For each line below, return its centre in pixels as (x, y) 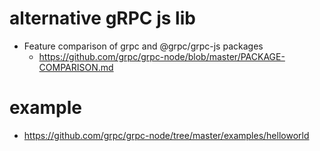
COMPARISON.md (76, 67)
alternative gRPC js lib (102, 18)
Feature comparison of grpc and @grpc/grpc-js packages (143, 46)
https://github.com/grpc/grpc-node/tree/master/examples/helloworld (166, 135)
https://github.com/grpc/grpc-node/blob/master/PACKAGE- (162, 56)
